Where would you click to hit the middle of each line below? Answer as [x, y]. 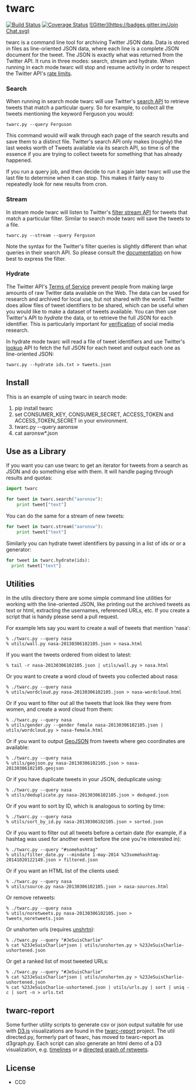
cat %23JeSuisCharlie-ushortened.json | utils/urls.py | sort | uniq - [101, 987]
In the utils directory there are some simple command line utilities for [89, 598]
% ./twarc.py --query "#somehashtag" [52, 850]
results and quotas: [29, 478]
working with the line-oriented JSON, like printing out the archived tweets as [98, 604]
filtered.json [81, 860]
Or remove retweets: [31, 898]
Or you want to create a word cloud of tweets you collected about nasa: [92, 676]
